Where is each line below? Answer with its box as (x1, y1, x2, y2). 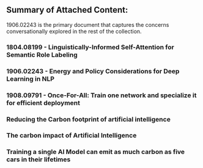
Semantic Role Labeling (6, 50, 78, 59)
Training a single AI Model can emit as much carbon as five (6, 148, 185, 156)
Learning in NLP (6, 75, 55, 83)
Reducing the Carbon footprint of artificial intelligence (6, 115, 171, 123)
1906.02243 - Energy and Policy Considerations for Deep (6, 67, 180, 75)
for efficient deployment (6, 98, 81, 107)
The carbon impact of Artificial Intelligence (6, 131, 137, 140)
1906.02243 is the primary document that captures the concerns (6, 21, 169, 28)
